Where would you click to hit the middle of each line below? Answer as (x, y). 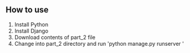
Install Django (31, 31)
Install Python (31, 24)
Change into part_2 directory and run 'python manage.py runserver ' (99, 43)
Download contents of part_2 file (55, 37)
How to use (27, 10)
